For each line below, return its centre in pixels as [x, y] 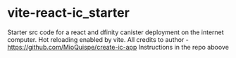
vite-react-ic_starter [69, 13]
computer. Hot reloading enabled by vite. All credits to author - [98, 39]
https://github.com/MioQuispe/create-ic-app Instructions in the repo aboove [118, 47]
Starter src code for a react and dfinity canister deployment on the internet [116, 32]
